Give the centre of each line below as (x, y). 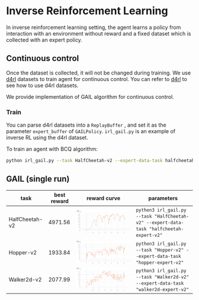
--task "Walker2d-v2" (163, 277)
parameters (163, 198)
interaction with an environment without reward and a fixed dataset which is (99, 33)
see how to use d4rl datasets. (42, 85)
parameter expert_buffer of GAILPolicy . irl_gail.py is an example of (91, 131)
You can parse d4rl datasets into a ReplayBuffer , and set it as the (86, 125)
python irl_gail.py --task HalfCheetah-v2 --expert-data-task (84, 161)
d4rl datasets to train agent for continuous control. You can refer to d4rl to (97, 79)
